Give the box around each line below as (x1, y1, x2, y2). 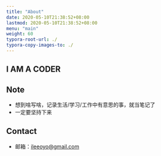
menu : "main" (6, 25, 39, 32)
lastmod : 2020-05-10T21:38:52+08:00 (6, 20, 98, 26)
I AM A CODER (6, 64, 61, 75)
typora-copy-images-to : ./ (6, 42, 74, 48)
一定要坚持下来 (14, 109, 52, 116)
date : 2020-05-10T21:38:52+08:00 (6, 14, 90, 20)
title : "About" (6, 8, 44, 15)
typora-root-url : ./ (6, 36, 58, 42)
